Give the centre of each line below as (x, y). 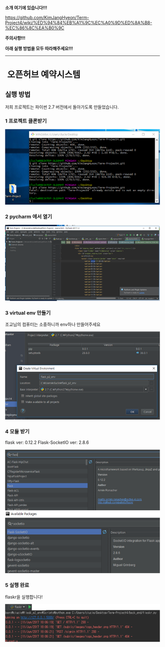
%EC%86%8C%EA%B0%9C (35, 28)
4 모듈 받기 (17, 431)
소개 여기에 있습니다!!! (26, 8)
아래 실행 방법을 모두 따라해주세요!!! (39, 48)
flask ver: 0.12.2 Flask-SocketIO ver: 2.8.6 (47, 442)
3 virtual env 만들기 (28, 312)
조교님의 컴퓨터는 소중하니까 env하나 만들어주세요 (53, 324)
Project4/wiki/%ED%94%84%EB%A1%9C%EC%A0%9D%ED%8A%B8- (79, 23)
